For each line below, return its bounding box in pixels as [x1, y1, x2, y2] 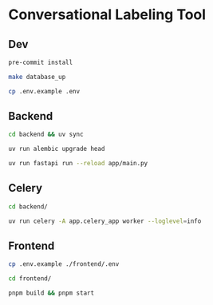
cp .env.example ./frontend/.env [8, 260, 120, 268]
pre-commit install [8, 58, 73, 66]
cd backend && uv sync [8, 130, 84, 139]
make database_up [8, 73, 66, 81]
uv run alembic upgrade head [8, 145, 105, 153]
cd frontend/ [8, 275, 52, 283]
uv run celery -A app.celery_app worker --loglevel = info [8, 217, 202, 225]
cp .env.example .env [8, 87, 81, 95]
